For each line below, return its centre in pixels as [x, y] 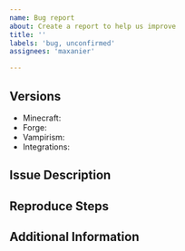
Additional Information [74, 237]
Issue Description [60, 175]
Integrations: [46, 147]
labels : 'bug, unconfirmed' [63, 43]
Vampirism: [44, 137]
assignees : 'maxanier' [52, 52]
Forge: [34, 127]
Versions [35, 96]
